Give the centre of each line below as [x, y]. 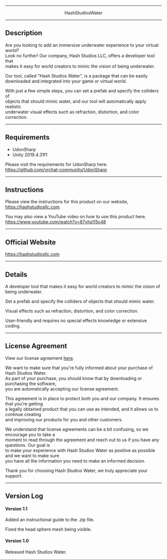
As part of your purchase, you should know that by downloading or [74, 378]
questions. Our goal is [28, 445]
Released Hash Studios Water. [36, 552]
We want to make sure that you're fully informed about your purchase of [79, 368]
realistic [13, 106]
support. [14, 476]
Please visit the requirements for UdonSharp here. [56, 164]
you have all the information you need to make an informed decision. [75, 461]
